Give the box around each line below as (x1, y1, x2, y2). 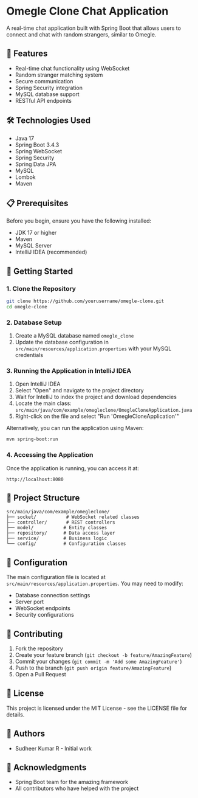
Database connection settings (15, 592, 90, 599)
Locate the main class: (15, 400, 72, 407)
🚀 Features (6, 49, 48, 59)
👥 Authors (6, 729, 46, 739)
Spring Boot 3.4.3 (15, 141, 60, 148)
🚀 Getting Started (6, 266, 73, 276)
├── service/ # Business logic (6, 535, 108, 542)
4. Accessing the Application (6, 451, 94, 459)
